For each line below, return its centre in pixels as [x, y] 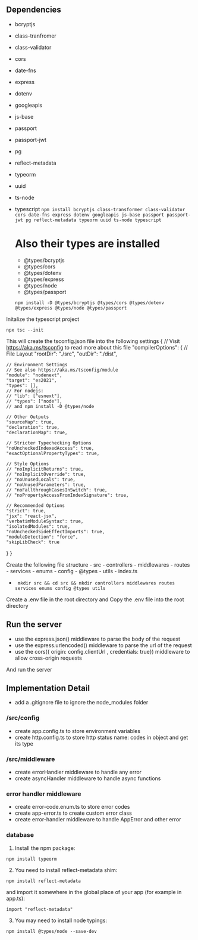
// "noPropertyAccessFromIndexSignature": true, [67, 495]
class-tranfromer [35, 36]
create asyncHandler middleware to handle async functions [88, 778]
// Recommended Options [36, 505]
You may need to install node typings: [61, 920]
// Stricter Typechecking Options [49, 443]
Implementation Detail [48, 688]
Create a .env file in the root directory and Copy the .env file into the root [95, 599]
